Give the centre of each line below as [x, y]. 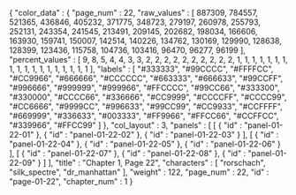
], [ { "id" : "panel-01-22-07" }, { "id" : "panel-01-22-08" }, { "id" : [128, 153]
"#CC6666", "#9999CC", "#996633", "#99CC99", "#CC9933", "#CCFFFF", [146, 106]
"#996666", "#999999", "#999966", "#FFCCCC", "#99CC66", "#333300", [144, 88]
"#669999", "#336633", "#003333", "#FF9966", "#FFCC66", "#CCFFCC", [144, 116]
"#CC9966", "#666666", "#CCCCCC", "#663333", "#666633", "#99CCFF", [146, 78]
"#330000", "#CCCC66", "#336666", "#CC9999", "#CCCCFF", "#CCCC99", [148, 97]
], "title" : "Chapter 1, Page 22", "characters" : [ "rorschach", [157, 163]
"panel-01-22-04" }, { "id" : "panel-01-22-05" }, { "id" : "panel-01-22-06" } [145, 144]
